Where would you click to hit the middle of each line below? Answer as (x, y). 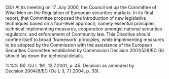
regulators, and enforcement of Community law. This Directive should (78, 34)
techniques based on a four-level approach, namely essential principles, (81, 23)
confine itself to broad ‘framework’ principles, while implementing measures (85, 39)
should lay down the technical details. (45, 56)
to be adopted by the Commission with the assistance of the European (79, 45)
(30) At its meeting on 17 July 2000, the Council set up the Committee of (81, 7)
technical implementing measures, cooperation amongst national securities (84, 29)
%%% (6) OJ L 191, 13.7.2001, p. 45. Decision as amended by (70, 66)
